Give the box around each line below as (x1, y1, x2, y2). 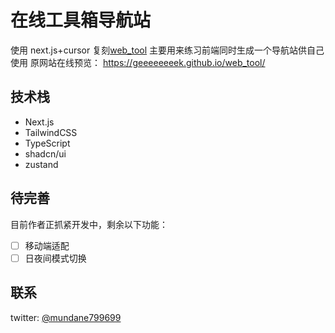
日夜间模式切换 (24, 252, 87, 264)
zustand (24, 158, 59, 170)
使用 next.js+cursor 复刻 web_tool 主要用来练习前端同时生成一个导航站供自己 (10, 44, 325, 56)
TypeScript (24, 137, 71, 149)
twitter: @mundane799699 (10, 311, 122, 323)
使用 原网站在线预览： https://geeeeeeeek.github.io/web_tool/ (10, 56, 266, 68)
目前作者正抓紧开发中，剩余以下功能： (10, 218, 168, 230)
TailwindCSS (24, 126, 78, 138)
